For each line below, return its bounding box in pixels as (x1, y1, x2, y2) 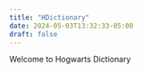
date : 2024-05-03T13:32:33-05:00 (9, 21, 134, 30)
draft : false (9, 29, 58, 38)
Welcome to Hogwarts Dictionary (9, 54, 131, 65)
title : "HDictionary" (9, 12, 90, 22)
